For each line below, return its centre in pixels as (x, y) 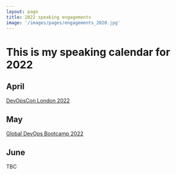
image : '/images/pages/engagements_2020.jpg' (63, 23)
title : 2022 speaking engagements (49, 17)
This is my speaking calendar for (88, 52)
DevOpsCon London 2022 (38, 101)
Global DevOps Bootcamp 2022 (45, 133)
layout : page (22, 12)
